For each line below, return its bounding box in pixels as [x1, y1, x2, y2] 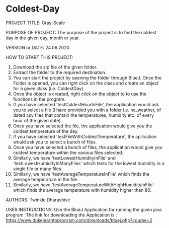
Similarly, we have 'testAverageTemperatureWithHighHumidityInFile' [13, 182, 154, 188]
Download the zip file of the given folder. [13, 64, 98, 70]
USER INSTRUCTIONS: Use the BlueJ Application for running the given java [6, 206, 162, 212]
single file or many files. [13, 166, 63, 172]
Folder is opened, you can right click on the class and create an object [13, 80, 159, 86]
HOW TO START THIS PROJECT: [6, 54, 73, 60]
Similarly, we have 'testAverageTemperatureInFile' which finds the [13, 171, 150, 177]
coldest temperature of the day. [13, 128, 78, 134]
